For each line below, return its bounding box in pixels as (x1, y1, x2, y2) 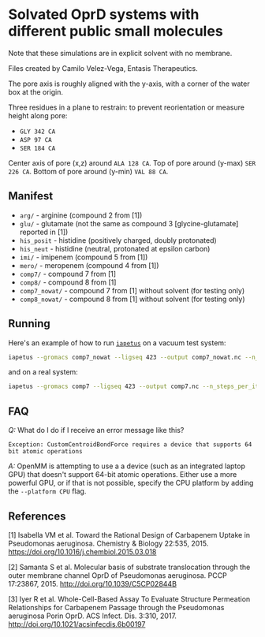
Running (8, 317, 51, 330)
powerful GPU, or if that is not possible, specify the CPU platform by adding (8, 479, 254, 488)
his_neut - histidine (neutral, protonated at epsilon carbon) (19, 244, 211, 253)
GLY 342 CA (19, 128, 56, 136)
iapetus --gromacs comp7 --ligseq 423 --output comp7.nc (8, 382, 200, 391)
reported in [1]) (19, 227, 69, 237)
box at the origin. (8, 87, 64, 96)
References (8, 509, 66, 523)
